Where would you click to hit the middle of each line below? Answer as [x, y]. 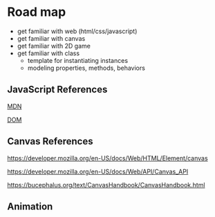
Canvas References [50, 141]
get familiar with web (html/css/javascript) [77, 31]
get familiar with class [48, 53]
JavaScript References [57, 89]
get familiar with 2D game [54, 46]
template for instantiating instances [78, 60]
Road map [37, 12]
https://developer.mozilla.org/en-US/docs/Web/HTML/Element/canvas [108, 158]
